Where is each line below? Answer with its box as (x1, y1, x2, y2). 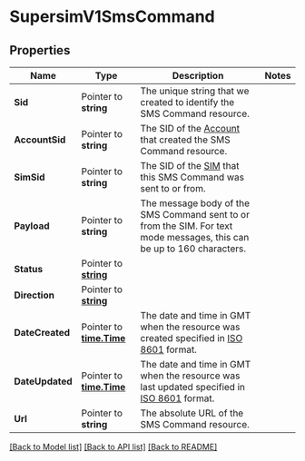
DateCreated (14, 327, 71, 338)
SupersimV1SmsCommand (9, 6, 215, 27)
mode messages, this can (140, 231, 250, 243)
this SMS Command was (140, 171, 245, 183)
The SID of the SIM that (140, 160, 240, 172)
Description (172, 70, 224, 82)
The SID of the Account (140, 123, 241, 134)
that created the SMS (140, 133, 231, 146)
